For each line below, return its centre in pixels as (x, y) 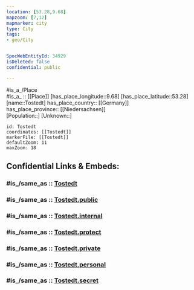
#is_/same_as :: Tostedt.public (52, 199)
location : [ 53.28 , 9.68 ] (36, 12)
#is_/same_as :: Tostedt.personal (56, 265)
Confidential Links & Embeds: (63, 166)
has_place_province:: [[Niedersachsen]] (56, 109)
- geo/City (20, 40)
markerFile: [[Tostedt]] (37, 137)
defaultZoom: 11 (27, 143)
